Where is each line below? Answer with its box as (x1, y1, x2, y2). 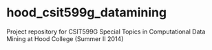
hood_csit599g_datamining (6, 5, 167, 21)
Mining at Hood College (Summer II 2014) (6, 34, 124, 42)
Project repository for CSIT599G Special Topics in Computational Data (6, 27, 206, 36)
